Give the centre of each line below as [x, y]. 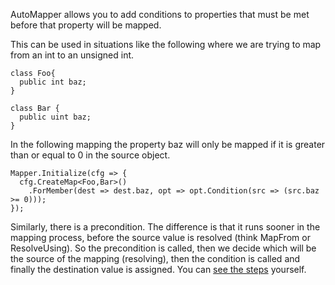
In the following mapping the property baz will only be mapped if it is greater [168, 144]
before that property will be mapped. [86, 25]
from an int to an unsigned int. [72, 55]
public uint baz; [55, 117]
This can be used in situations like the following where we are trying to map [166, 44]
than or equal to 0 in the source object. [90, 155]
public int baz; [53, 82]
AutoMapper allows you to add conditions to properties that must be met [160, 14]
